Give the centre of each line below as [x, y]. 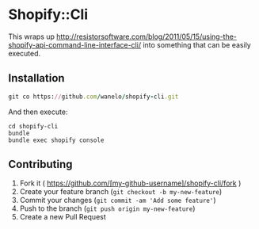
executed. [25, 53]
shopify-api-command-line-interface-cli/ [74, 44]
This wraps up [32, 36]
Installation [36, 78]
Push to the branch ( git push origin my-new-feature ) [107, 208]
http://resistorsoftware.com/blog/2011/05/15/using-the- [147, 36]
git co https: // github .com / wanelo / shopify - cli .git [93, 97]
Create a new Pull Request [63, 217]
